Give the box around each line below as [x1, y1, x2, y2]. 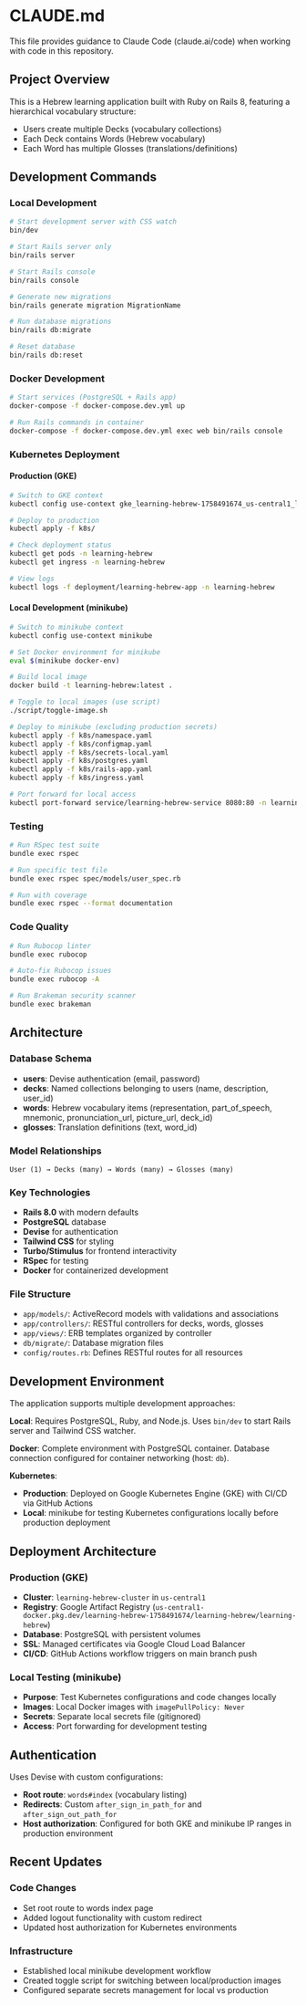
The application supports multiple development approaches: [9, 1398, 236, 1409]
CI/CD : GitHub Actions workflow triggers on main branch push [22, 1648, 258, 1659]
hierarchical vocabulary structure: [9, 106, 137, 117]
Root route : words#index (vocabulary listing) [22, 1790, 188, 1801]
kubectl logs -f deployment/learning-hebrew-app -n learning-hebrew [9, 582, 275, 591]
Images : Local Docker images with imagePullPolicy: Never [22, 1701, 246, 1712]
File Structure [9, 1288, 71, 1300]
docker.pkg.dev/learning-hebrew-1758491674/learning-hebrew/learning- [22, 1611, 297, 1620]
